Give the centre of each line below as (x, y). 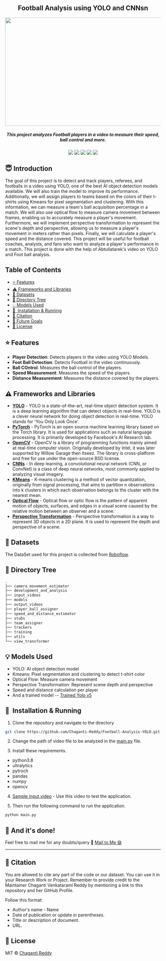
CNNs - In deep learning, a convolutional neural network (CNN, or (79, 464)
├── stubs (15, 618)
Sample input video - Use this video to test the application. (72, 796)
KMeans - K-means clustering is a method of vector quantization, (79, 480)
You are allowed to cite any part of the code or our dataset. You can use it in (83, 874)
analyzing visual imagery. (38, 474)
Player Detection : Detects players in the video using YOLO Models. (81, 357)
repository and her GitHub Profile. (40, 890)
